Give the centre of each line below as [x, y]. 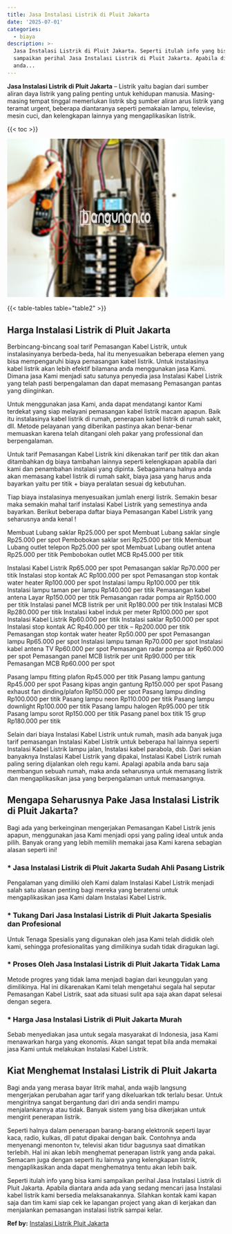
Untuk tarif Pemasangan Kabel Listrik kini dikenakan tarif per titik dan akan [113, 454]
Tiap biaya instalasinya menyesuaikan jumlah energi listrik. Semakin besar [112, 497]
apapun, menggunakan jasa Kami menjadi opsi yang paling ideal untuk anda [115, 835]
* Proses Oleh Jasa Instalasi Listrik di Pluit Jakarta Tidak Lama [114, 964]
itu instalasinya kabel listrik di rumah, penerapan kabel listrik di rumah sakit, [115, 419]
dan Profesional [34, 924]
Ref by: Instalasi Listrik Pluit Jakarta [58, 1223]
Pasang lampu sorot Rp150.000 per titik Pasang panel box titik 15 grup [106, 714]
